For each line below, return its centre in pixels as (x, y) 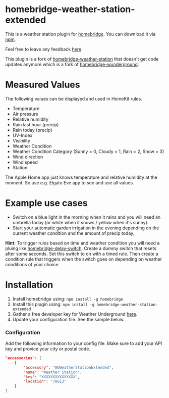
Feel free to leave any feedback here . (44, 49)
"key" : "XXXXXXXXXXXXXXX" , (52, 377)
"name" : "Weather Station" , (53, 372)
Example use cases (47, 203)
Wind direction (28, 157)
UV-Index (22, 135)
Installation (29, 285)
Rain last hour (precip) (36, 124)
